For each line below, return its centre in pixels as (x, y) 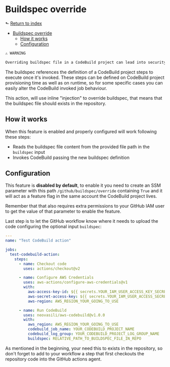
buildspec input (29, 152)
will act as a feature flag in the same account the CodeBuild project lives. (81, 196)
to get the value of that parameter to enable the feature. (63, 212)
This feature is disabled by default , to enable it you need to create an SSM (83, 185)
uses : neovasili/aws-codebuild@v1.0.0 (64, 315)
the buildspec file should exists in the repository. (56, 103)
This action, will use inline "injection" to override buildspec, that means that (84, 98)
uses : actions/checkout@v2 (52, 269)
